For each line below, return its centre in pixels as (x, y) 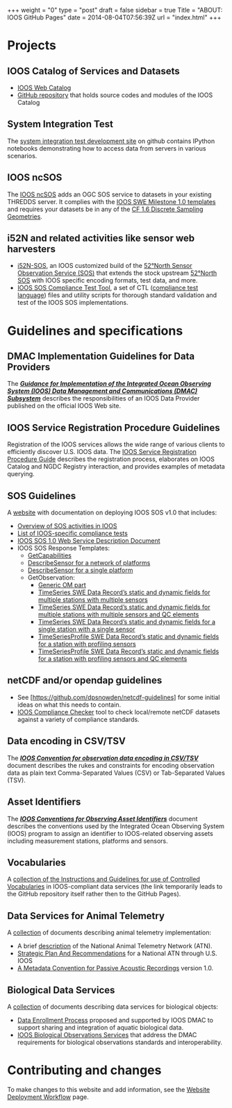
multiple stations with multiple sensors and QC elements (118, 614)
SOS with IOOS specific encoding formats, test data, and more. (107, 280)
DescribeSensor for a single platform (80, 570)
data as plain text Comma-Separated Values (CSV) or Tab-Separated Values (116, 773)
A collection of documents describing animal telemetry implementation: (109, 932)
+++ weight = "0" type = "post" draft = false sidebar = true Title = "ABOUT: (115, 10)
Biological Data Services (61, 990)
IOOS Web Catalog (44, 87)
